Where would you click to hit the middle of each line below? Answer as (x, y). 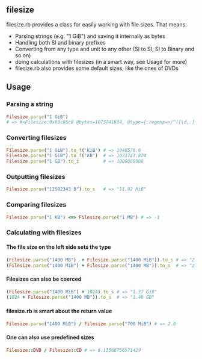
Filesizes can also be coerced (44, 279)
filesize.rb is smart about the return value (59, 311)
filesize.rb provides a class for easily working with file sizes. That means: (97, 24)
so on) (23, 55)
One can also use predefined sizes (50, 337)
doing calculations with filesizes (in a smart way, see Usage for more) (101, 61)
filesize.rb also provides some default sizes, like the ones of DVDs (97, 68)
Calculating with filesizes (44, 233)
